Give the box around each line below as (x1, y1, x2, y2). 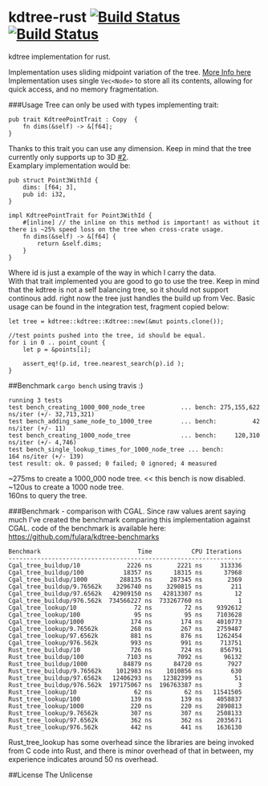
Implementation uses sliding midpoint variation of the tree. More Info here (8, 67, 251, 76)
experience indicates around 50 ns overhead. (8, 754, 159, 763)
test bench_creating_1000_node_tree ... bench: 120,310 (8, 431, 261, 440)
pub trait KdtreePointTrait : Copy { (8, 115, 138, 124)
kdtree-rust (8, 8, 87, 27)
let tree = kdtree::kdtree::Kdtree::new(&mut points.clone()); (8, 317, 225, 325)
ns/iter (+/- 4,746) (8, 438, 78, 446)
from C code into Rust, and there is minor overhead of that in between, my (8, 746, 254, 755)
